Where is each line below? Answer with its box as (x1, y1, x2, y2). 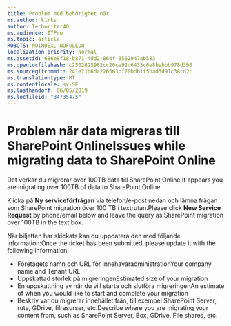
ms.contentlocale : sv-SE (7, 81, 79, 88)
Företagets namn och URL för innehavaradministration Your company (17, 260, 212, 268)
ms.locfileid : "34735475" (7, 94, 81, 101)
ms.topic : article (7, 36, 60, 43)
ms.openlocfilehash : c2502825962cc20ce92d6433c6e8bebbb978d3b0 (7, 61, 193, 68)
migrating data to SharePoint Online (7, 153, 216, 169)
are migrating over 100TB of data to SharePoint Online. (7, 182, 162, 191)
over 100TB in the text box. (7, 218, 84, 227)
